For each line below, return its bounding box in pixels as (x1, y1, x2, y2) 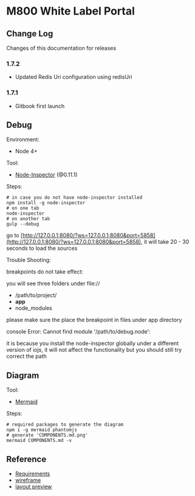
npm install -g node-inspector (6, 200, 86, 206)
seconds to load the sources (6, 244, 78, 252)
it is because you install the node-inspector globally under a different (6, 340, 179, 347)
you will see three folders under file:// (6, 280, 100, 287)
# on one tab (6, 205, 39, 212)
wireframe (15, 477, 41, 484)
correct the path (6, 353, 47, 360)
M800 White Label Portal (6, 4, 135, 18)
